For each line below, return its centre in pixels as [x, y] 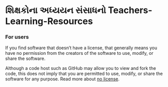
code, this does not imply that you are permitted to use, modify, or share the [84, 74]
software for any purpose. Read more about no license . [62, 79]
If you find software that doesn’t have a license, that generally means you [81, 48]
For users [17, 37]
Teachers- [130, 10]
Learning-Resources [49, 21]
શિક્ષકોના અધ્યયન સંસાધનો [56, 10]
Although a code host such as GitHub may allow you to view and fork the [81, 68]
